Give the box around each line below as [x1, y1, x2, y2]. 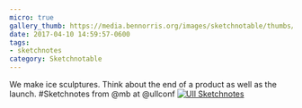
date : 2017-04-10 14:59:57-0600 [9, 29, 130, 38]
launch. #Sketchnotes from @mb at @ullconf [9, 88, 175, 99]
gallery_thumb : [9, 21, 67, 30]
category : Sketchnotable [9, 54, 102, 63]
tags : [9, 37, 30, 47]
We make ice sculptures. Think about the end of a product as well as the [9, 79, 277, 89]
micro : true [9, 12, 54, 22]
